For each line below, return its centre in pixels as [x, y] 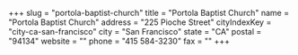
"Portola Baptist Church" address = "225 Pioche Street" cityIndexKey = [140, 22]
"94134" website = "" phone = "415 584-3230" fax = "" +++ [119, 41]
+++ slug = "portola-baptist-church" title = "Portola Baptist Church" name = [149, 13]
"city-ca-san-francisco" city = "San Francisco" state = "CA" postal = [135, 31]
